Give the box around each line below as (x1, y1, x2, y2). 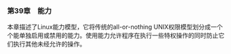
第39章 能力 (7, 5, 52, 15)
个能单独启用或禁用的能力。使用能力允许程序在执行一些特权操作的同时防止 (7, 31, 219, 40)
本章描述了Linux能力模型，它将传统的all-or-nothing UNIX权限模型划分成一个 (7, 23, 223, 31)
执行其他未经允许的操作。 (12, 40, 86, 49)
